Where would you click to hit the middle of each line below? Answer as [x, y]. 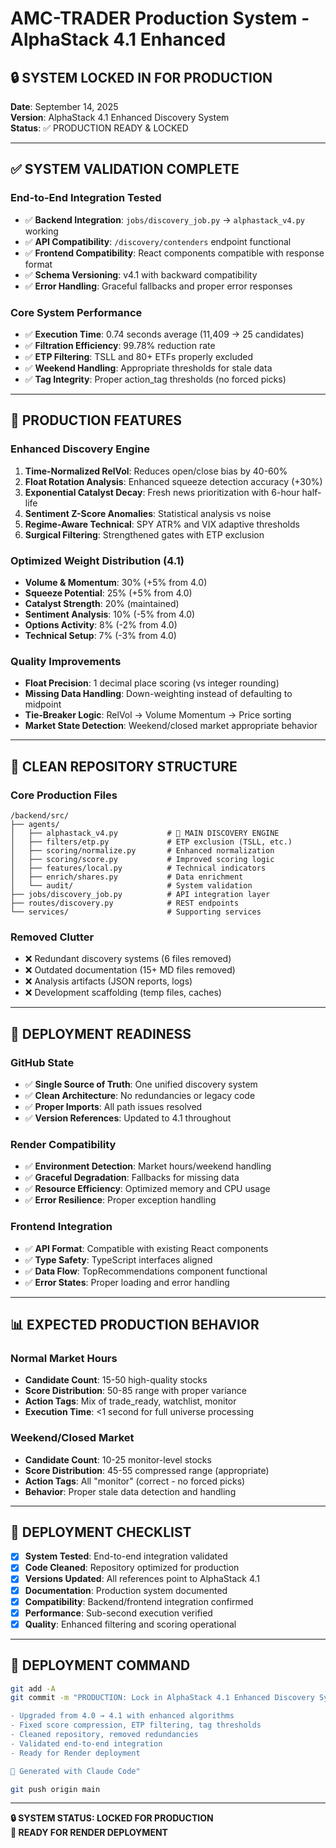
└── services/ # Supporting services [136, 912]
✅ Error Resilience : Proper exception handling [120, 1200]
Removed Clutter [52, 937]
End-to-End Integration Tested [86, 198]
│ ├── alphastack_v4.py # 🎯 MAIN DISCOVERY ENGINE [145, 833]
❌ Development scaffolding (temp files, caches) [123, 993]
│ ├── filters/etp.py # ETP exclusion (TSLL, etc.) [151, 842]
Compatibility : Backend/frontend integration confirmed [139, 1601]
